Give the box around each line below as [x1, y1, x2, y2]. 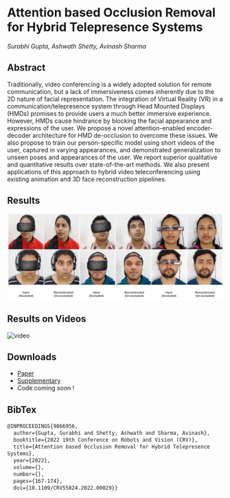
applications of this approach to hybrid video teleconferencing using [7, 167, 200, 176]
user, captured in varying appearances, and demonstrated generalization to [7, 145, 221, 154]
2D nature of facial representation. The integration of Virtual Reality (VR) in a [7, 95, 223, 103]
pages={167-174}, [13, 478, 63, 485]
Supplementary [16, 377, 61, 385]
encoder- [186, 123, 214, 132]
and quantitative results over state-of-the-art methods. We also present [7, 160, 209, 169]
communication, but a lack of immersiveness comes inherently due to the [7, 87, 215, 95]
